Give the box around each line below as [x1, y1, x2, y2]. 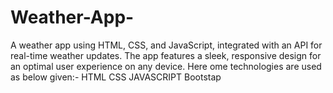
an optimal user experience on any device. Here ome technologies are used [10, 60, 322, 72]
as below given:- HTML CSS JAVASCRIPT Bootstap [10, 71, 222, 83]
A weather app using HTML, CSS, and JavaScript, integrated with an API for [10, 39, 323, 51]
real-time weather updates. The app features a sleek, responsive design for [10, 49, 322, 61]
